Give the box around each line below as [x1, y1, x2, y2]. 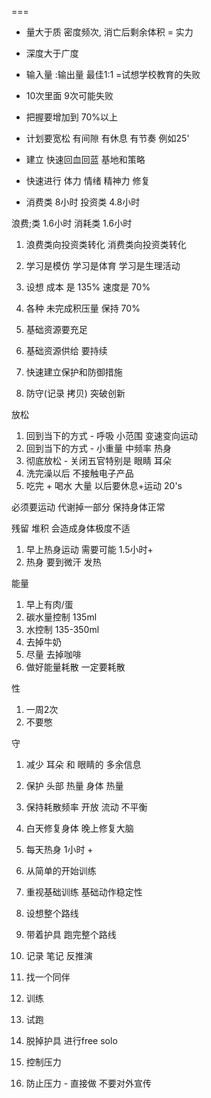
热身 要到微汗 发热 [25, 556, 102, 568]
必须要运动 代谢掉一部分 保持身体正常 [11, 501, 166, 513]
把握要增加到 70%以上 [25, 111, 119, 123]
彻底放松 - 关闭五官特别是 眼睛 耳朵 [25, 455, 172, 466]
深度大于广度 [25, 47, 79, 59]
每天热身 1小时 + [25, 844, 94, 855]
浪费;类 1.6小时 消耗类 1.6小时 [11, 217, 133, 229]
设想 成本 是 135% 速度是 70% [25, 281, 151, 293]
